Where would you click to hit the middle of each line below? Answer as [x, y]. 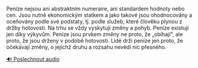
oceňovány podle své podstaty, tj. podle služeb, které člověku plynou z [94, 21]
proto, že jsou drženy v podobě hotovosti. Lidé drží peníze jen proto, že [95, 41]
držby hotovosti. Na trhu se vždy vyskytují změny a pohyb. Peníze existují [97, 28]
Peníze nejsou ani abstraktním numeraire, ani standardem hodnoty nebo [95, 9]
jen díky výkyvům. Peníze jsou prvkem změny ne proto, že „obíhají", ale [95, 34]
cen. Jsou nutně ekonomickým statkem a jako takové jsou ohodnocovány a [99, 15]
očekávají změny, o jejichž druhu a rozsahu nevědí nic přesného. [86, 47]
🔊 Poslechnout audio [33, 59]
